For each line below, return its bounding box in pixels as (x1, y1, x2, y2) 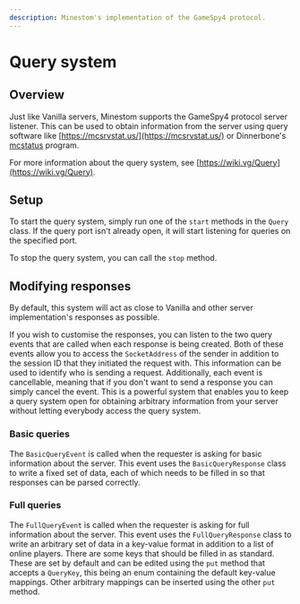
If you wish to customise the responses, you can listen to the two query (9, 329, 273, 341)
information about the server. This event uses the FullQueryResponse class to (9, 529, 292, 539)
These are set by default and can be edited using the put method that (9, 557, 266, 568)
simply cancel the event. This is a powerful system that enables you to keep (9, 386, 289, 397)
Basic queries (9, 427, 70, 440)
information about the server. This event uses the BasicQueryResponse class (9, 458, 287, 469)
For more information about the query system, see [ (9, 157, 200, 168)
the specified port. (9, 235, 78, 246)
